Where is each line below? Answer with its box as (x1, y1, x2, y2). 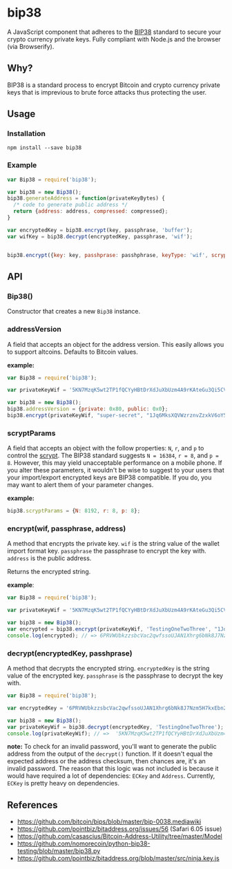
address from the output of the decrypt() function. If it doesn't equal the (7, 749, 213, 758)
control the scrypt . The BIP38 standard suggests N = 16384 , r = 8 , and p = (7, 451, 220, 460)
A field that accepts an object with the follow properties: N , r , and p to (7, 444, 204, 452)
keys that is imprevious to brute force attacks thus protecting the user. (7, 88, 207, 96)
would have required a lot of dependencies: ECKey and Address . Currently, (7, 772, 215, 780)
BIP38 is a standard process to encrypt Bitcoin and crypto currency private (7, 81, 221, 89)
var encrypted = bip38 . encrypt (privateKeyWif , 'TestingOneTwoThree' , (7, 626, 212, 633)
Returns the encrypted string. (7, 568, 91, 576)
